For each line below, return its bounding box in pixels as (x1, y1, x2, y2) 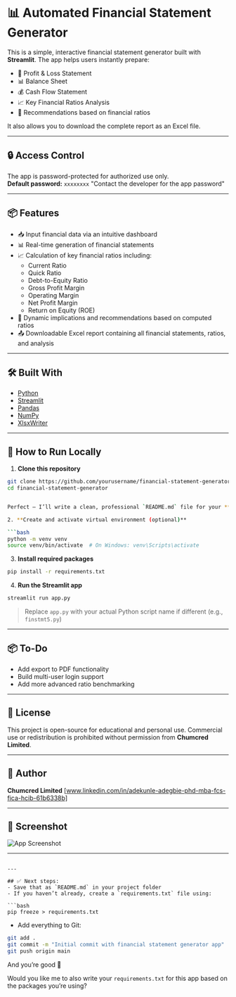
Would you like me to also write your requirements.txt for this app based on (7, 974, 228, 982)
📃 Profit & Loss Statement (17, 69, 92, 77)
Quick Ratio (27, 268, 62, 277)
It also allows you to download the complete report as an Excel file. (7, 122, 201, 130)
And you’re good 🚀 (7, 960, 62, 969)
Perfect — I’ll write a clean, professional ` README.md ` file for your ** (7, 503, 231, 510)
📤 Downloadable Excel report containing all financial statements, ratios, (17, 329, 226, 337)
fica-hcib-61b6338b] (7, 794, 68, 802)
